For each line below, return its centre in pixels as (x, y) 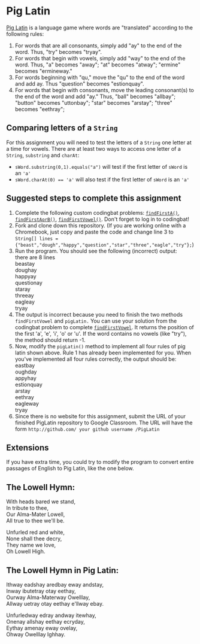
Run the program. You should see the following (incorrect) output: (96, 251)
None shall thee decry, (34, 539)
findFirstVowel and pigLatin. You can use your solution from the (96, 321)
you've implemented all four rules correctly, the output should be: (96, 359)
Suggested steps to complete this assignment (94, 198)
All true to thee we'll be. (35, 521)
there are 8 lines (35, 257)
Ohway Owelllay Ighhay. (36, 634)
